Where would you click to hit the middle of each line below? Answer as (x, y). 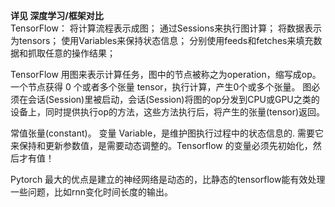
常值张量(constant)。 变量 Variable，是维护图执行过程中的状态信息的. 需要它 (167, 133)
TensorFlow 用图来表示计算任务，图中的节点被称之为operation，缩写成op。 (166, 74)
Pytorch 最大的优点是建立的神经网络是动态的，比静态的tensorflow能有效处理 (168, 179)
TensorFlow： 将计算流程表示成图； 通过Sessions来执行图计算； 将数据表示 (166, 28)
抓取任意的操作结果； (71, 53)
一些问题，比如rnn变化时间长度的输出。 (92, 192)
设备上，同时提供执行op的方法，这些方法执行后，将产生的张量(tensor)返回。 (168, 112)
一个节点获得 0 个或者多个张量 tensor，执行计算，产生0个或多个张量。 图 (161, 87)
